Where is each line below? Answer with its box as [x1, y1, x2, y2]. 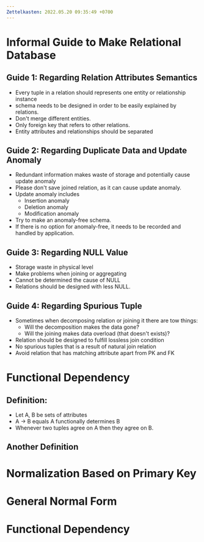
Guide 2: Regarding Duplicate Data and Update [6, 145, 188, 156]
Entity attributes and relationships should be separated [15, 128, 153, 135]
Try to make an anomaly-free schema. [15, 216, 112, 224]
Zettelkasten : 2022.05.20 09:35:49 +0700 [6, 9, 114, 15]
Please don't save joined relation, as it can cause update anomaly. [15, 184, 181, 191]
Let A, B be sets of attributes [15, 411, 87, 419]
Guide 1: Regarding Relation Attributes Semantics [6, 73, 198, 83]
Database [6, 48, 56, 62]
